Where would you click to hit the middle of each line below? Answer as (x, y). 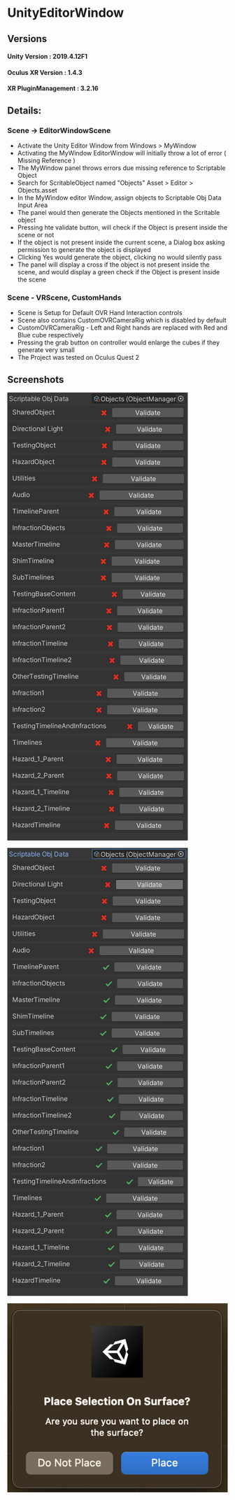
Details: (24, 110)
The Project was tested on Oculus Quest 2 (78, 358)
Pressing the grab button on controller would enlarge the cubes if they (119, 343)
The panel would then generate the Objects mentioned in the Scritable (119, 213)
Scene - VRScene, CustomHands (64, 297)
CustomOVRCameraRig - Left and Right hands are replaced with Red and (122, 328)
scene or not (36, 235)
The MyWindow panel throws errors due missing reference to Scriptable (121, 168)
